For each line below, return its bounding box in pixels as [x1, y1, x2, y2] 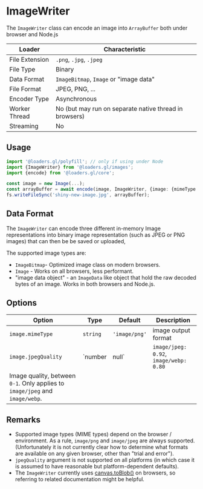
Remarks [6, 415, 41, 425]
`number [82, 352, 107, 361]
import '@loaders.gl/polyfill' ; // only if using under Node [6, 159, 164, 165]
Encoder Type [9, 94, 50, 103]
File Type [9, 65, 36, 73]
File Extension [9, 55, 50, 64]
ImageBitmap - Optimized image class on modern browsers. [14, 261, 161, 268]
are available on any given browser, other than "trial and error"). [14, 450, 174, 458]
